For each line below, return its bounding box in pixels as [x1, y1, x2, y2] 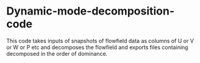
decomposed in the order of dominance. [6, 50, 108, 57]
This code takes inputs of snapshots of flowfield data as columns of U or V [6, 37, 194, 44]
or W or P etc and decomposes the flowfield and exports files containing [6, 44, 188, 51]
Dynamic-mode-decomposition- [6, 4, 175, 18]
